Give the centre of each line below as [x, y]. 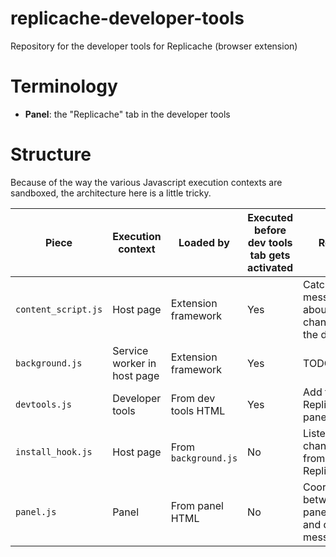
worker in [134, 363]
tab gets [270, 255]
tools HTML [198, 410]
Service [130, 350]
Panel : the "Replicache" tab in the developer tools [127, 114]
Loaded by [204, 242]
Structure [51, 154]
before [270, 230]
